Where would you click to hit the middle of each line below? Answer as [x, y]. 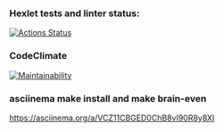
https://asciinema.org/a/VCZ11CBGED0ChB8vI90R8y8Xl [112, 118]
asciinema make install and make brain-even [108, 98]
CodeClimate [38, 56]
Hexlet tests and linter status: [75, 13]
